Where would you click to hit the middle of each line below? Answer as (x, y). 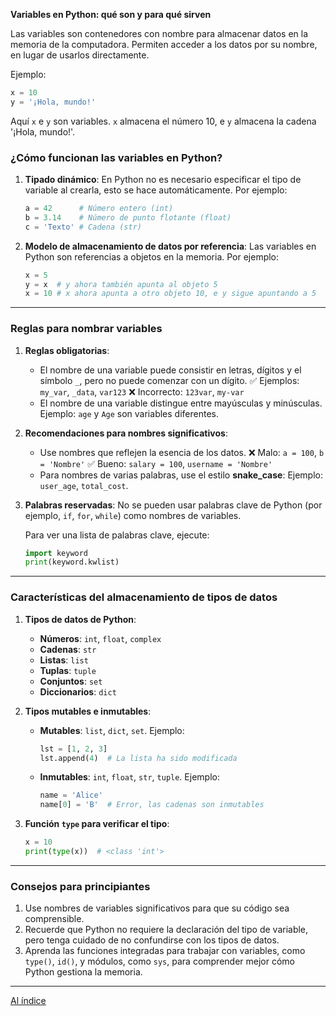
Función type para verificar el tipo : (97, 824)
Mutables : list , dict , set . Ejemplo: (112, 730)
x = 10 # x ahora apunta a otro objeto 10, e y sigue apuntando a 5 (170, 294)
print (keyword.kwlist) (72, 562)
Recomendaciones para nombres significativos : (126, 433)
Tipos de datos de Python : (80, 619)
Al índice (28, 1001)
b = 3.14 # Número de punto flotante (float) (128, 217)
